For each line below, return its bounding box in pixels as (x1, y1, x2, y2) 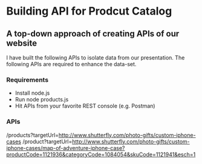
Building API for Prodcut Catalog (6, 4, 172, 18)
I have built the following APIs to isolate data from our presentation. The (6, 54, 185, 61)
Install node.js (15, 89, 50, 97)
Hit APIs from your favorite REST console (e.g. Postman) (15, 102, 155, 110)
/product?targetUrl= (22, 138, 73, 145)
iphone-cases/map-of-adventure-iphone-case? (6, 144, 125, 151)
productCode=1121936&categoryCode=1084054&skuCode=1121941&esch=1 (6, 151, 196, 158)
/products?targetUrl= (6, 131, 59, 138)
